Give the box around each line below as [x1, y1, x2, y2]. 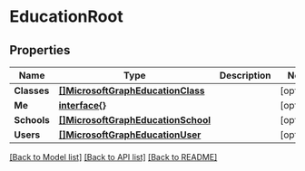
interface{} [58, 100, 106, 111]
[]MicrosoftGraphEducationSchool [58, 114, 212, 126]
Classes [14, 84, 50, 97]
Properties [9, 43, 71, 58]
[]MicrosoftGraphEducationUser [58, 128, 202, 141]
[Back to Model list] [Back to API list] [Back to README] [9, 152, 218, 162]
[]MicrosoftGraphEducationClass [58, 84, 205, 97]
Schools [14, 114, 50, 126]
